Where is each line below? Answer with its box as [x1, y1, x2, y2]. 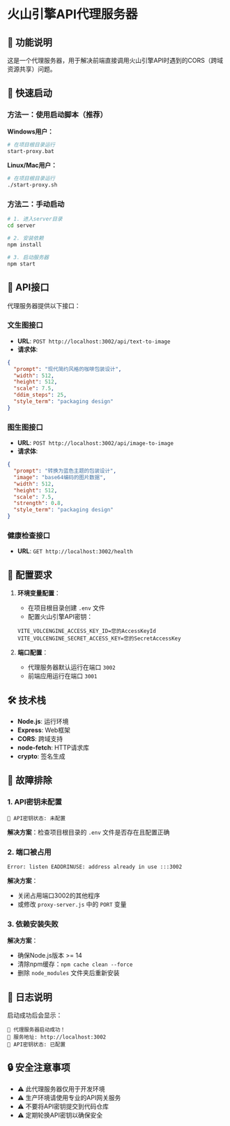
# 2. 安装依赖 [7, 235, 44, 242]
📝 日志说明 [7, 991, 52, 1003]
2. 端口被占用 [7, 847, 52, 856]
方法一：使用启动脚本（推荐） [7, 110, 108, 119]
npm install [7, 242, 42, 249]
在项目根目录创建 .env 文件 [27, 604, 106, 612]
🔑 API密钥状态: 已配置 [7, 1041, 66, 1048]
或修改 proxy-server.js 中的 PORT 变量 [17, 900, 127, 908]
